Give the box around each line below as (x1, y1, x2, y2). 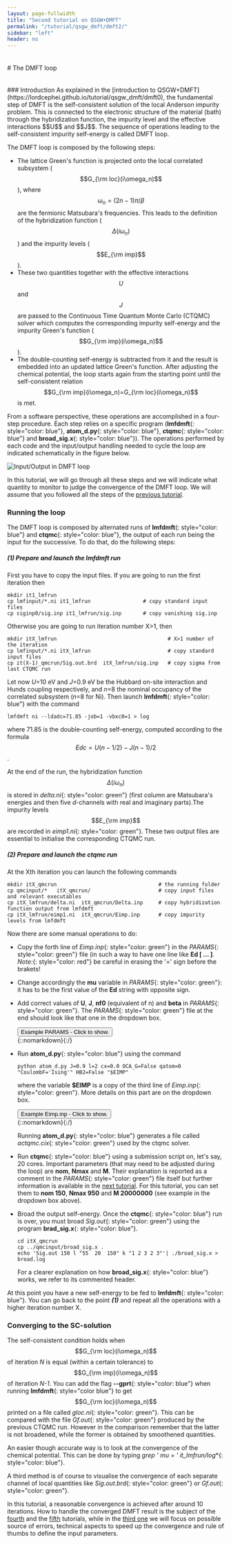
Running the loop (7, 507, 66, 517)
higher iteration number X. (7, 1304, 81, 1312)
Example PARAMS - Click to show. (20, 1029, 109, 1036)
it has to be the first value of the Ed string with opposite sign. (17, 986, 191, 994)
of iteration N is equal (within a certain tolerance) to (7, 1358, 154, 1366)
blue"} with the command (7, 700, 79, 708)
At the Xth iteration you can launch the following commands (7, 868, 177, 876)
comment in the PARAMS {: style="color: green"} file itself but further (17, 1174, 212, 1183)
